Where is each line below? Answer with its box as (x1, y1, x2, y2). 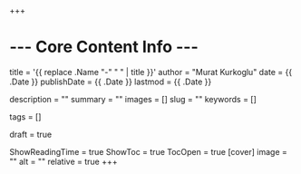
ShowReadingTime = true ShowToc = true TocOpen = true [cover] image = (9, 146, 288, 157)
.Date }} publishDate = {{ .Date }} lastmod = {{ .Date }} (9, 76, 212, 87)
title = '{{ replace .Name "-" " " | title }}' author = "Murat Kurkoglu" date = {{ (9, 66, 293, 77)
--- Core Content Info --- (9, 37, 199, 57)
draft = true (9, 129, 53, 140)
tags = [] (9, 111, 42, 122)
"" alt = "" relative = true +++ (9, 156, 118, 167)
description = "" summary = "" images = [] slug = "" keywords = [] (9, 93, 257, 104)
